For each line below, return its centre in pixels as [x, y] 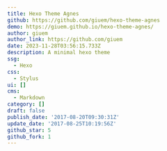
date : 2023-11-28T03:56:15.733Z [54, 46]
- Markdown [29, 98]
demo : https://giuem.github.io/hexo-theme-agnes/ [81, 26]
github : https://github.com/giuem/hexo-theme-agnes [83, 20]
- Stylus [26, 78]
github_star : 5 [29, 130]
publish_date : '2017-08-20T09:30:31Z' [63, 117]
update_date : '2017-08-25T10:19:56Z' [62, 124]
